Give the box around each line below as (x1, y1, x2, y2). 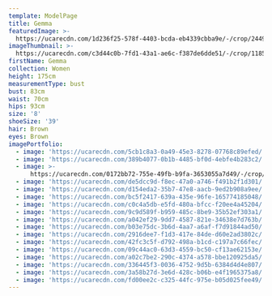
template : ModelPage (8, 11, 79, 20)
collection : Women (8, 65, 70, 73)
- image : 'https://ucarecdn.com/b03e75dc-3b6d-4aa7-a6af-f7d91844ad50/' (15, 223, 266, 231)
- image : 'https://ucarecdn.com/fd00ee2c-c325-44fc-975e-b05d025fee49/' (15, 276, 266, 284)
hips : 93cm (8, 102, 45, 110)
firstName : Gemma (8, 58, 67, 66)
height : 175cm (8, 72, 57, 80)
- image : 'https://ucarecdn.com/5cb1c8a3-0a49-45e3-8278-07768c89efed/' (15, 148, 266, 156)
